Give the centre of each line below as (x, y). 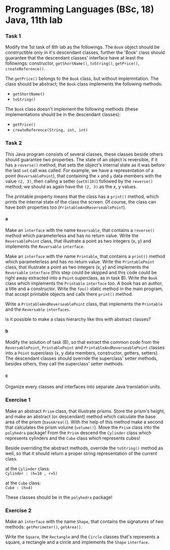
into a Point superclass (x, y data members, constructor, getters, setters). (82, 353)
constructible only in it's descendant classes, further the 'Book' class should (85, 52)
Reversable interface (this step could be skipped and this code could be (81, 272)
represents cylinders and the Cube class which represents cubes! (73, 438)
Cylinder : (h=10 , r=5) (31, 473)
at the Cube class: (23, 483)
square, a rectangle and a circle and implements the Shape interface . (77, 542)
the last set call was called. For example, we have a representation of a (79, 170)
